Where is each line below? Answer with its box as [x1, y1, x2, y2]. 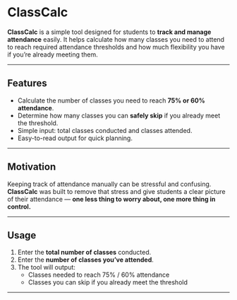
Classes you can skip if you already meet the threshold [28, 278, 188, 287]
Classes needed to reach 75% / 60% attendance [28, 270, 170, 279]
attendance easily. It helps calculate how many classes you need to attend [7, 35, 224, 43]
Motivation [7, 161, 56, 173]
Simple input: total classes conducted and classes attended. [17, 126, 193, 134]
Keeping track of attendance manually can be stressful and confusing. [7, 180, 212, 188]
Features [7, 77, 47, 89]
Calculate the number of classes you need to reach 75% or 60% [17, 96, 206, 105]
